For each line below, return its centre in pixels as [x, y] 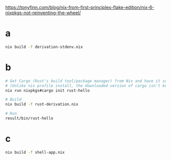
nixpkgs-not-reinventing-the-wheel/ [43, 13]
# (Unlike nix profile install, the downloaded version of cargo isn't [83, 86]
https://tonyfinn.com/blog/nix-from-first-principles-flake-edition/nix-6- [80, 7]
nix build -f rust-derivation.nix [42, 104]
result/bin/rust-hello [29, 118]
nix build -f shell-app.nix [35, 152]
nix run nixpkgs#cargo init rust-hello [48, 90]
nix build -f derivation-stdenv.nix [44, 47]
